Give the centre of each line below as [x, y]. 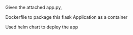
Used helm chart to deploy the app [42, 27]
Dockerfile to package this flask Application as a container [66, 17]
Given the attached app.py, [34, 7]
